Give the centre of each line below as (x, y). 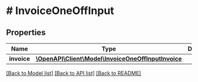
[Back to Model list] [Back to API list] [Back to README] (74, 73)
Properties (26, 33)
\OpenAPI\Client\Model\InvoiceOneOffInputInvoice (109, 59)
